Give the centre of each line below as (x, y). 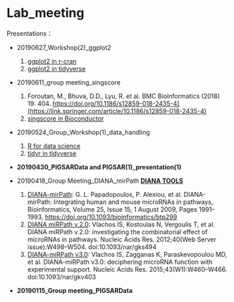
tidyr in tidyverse (52, 153)
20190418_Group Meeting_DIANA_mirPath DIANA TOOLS (100, 181)
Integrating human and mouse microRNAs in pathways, (133, 202)
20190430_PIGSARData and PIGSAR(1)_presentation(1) (99, 167)
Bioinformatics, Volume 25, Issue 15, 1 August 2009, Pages (112, 209)
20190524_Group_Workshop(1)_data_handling (83, 132)
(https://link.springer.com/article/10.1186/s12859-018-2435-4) (117, 111)
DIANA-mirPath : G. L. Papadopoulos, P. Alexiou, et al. (105, 194)
